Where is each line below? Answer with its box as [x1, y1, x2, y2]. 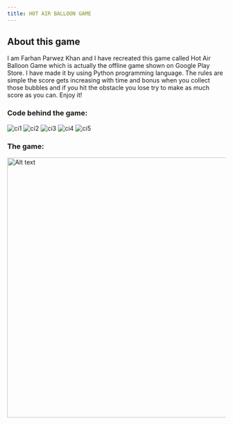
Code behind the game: [7, 108, 88, 118]
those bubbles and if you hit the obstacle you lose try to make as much [7, 84, 210, 92]
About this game [7, 36, 80, 48]
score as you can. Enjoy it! [7, 91, 83, 99]
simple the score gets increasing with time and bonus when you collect [7, 76, 210, 85]
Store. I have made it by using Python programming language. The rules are [7, 69, 223, 77]
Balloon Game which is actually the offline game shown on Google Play [7, 62, 210, 70]
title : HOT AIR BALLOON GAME [7, 10, 92, 17]
